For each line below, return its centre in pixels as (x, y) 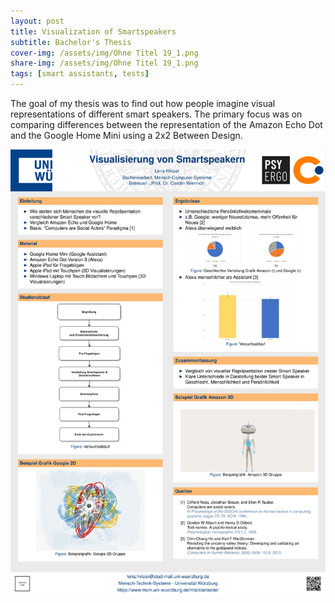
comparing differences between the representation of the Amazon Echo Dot (166, 124)
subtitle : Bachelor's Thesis (71, 42)
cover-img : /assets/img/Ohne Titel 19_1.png (104, 53)
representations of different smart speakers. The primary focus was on (156, 114)
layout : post (37, 21)
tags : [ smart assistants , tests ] (80, 74)
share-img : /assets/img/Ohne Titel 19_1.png (104, 63)
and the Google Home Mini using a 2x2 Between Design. (126, 135)
